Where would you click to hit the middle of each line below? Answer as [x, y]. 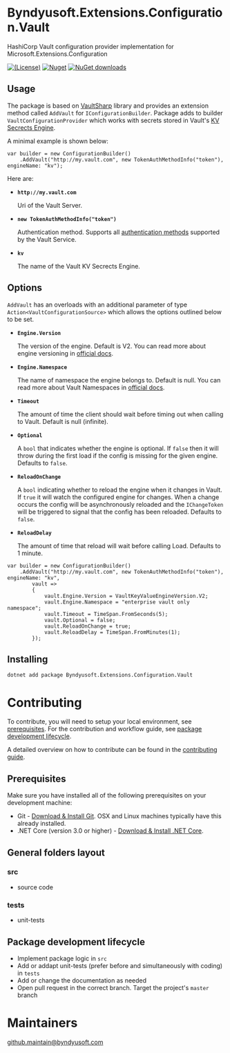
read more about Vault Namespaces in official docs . [91, 387]
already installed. [41, 824]
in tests [28, 973]
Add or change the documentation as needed [82, 980]
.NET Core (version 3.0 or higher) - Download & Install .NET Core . [110, 831]
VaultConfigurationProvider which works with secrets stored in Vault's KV [113, 120]
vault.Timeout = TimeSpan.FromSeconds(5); [106, 614]
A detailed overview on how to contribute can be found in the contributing [112, 750]
